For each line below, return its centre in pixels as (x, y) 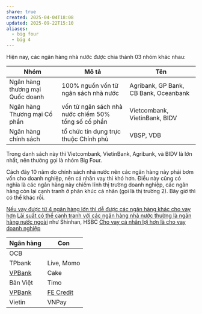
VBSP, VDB (145, 135)
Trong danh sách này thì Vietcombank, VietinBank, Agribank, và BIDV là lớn (99, 154)
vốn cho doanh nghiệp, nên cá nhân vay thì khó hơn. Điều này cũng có (94, 178)
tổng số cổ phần (84, 122)
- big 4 (21, 40)
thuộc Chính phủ (85, 139)
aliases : (17, 29)
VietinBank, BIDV (153, 118)
